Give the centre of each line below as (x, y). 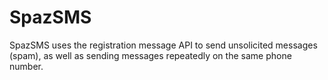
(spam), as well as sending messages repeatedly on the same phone (150, 55)
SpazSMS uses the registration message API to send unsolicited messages (163, 45)
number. (26, 66)
